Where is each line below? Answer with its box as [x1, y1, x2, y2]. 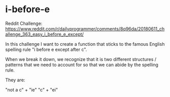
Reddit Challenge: [5, 20, 43, 26]
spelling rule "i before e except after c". [5, 46, 87, 52]
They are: [5, 77, 25, 83]
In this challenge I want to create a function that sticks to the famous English [5, 41, 165, 47]
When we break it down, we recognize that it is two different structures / [5, 56, 156, 62]
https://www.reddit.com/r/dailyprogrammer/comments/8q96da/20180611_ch [5, 25, 165, 31]
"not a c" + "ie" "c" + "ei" [5, 86, 58, 92]
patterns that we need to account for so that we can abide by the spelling [5, 61, 159, 68]
